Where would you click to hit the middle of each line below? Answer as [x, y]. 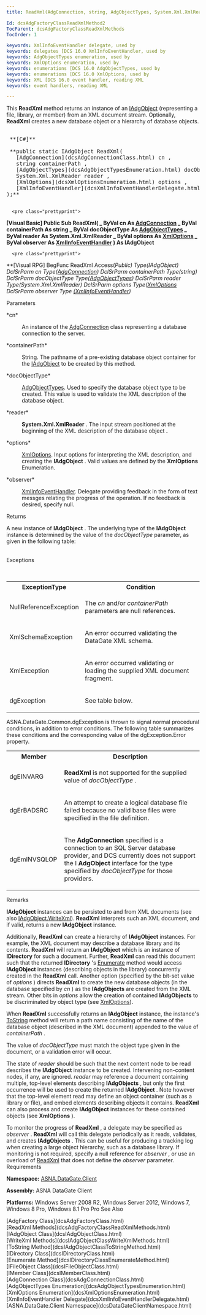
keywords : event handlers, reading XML [57, 86]
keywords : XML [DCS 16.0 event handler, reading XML [75, 80]
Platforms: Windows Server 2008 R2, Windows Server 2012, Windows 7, [98, 1203]
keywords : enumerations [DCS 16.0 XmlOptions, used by [78, 74]
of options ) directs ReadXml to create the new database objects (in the [97, 982]
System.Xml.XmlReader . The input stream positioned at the [99, 425]
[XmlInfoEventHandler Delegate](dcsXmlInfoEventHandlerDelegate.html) [98, 1299]
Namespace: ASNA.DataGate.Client [51, 1179]
